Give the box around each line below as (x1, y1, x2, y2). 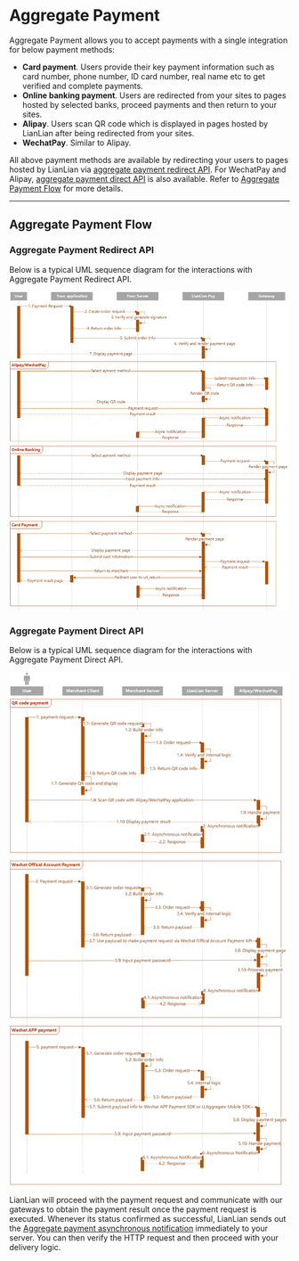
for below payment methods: (9, 44, 116, 54)
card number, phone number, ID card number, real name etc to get (21, 70, 265, 81)
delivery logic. (9, 1241, 61, 1252)
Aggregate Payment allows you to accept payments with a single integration (9, 35, 288, 45)
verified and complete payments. (21, 80, 144, 91)
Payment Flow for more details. (9, 183, 124, 193)
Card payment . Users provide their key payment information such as (21, 61, 275, 72)
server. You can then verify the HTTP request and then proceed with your (9, 1232, 279, 1243)
